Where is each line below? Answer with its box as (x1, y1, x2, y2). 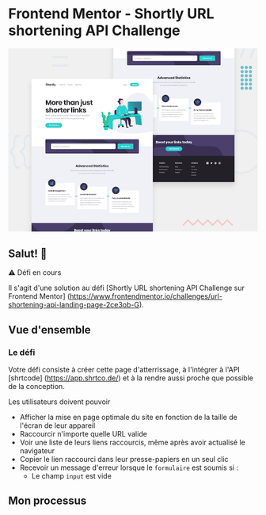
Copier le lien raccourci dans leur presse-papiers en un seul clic (19, 455, 229, 464)
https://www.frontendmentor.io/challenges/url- (70, 292, 223, 301)
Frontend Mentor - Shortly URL (8, 5, 215, 23)
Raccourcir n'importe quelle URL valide (19, 429, 148, 439)
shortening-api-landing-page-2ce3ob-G (8, 300, 140, 310)
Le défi (8, 346, 36, 357)
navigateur (19, 446, 55, 456)
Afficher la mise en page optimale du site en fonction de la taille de (19, 413, 237, 422)
